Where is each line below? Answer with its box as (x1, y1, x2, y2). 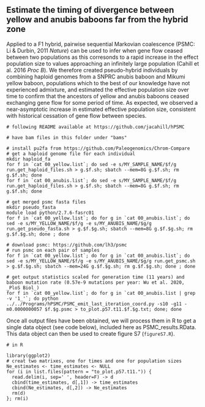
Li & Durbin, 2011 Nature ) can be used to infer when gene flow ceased (6, 47, 183, 54)
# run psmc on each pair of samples (6, 247, 100, 253)
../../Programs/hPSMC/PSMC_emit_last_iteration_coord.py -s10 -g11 (6, 300, 182, 307)
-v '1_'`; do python (6, 295, 59, 302)
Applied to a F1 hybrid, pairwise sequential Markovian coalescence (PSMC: (6, 40, 195, 48)
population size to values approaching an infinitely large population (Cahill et (6, 59, 199, 67)
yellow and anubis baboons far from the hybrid (6, 15, 188, 25)
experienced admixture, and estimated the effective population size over (6, 86, 190, 93)
